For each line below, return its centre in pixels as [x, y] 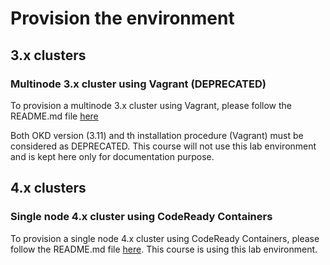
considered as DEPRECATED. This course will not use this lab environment [163, 146]
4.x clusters [48, 188]
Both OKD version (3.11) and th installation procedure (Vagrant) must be [157, 135]
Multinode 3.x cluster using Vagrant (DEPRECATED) [138, 84]
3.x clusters [48, 55]
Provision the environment [122, 18]
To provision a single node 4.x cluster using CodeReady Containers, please [165, 238]
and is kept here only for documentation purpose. [112, 156]
